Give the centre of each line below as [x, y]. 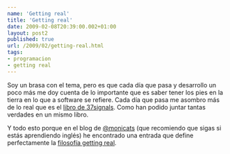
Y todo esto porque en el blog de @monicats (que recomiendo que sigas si [114, 128]
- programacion [29, 59]
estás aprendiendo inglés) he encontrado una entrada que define [100, 135]
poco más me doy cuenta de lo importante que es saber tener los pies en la [115, 92]
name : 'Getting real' [39, 14]
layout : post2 [28, 33]
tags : [15, 53]
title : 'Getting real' [40, 20]
